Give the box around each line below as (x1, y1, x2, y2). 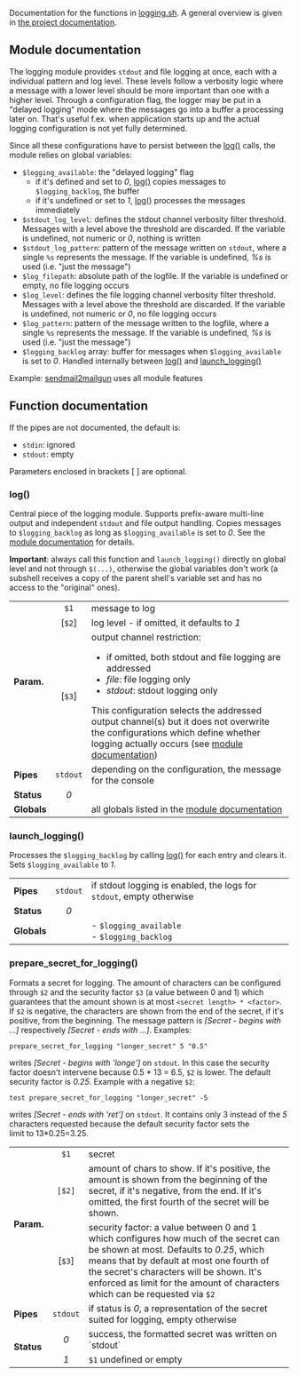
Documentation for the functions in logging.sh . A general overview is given (9, 8, 282, 18)
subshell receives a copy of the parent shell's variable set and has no (9, 572, 263, 583)
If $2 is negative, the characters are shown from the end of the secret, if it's (9, 1006, 284, 1016)
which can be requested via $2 (88, 1287, 216, 1300)
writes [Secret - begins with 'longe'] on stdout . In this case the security (9, 1057, 271, 1068)
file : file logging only (106, 673, 191, 685)
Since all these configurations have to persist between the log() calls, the (9, 139, 277, 150)
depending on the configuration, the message (91, 763, 282, 776)
